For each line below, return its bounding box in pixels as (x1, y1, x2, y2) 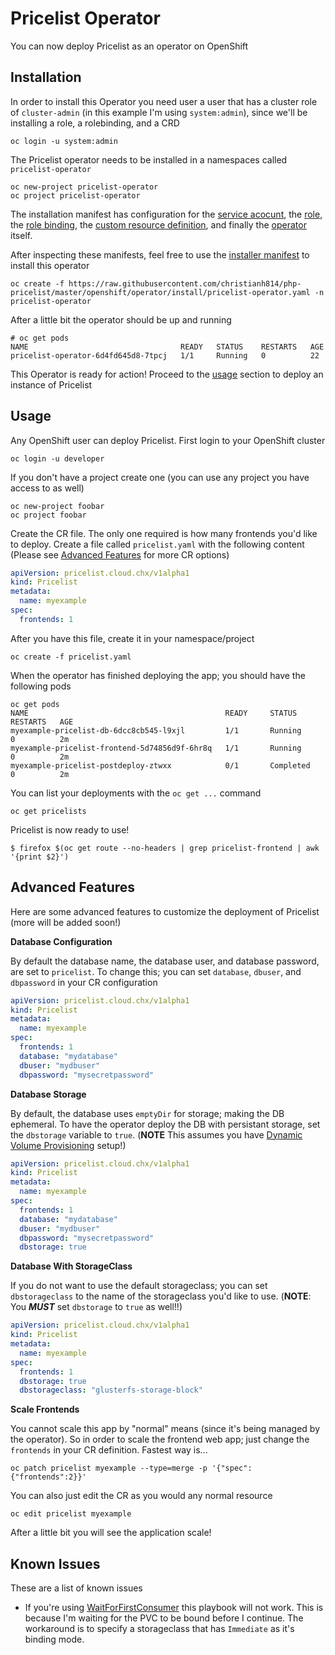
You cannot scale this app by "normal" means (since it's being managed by (10, 1423, 321, 1435)
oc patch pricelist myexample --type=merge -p (10, 1463, 208, 1474)
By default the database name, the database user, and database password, (10, 955, 320, 967)
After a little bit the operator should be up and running (10, 313, 232, 326)
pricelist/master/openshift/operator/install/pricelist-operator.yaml (10, 287, 311, 297)
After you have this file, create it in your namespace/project (10, 632, 255, 644)
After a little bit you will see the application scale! (10, 1527, 212, 1539)
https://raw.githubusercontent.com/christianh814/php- (68, 278, 302, 289)
